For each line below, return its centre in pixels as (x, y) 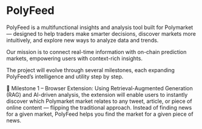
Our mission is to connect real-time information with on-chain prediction (96, 51)
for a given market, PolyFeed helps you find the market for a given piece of (100, 114)
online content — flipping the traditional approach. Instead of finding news (99, 107)
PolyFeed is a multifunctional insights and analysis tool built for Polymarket (100, 27)
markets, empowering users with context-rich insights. (74, 58)
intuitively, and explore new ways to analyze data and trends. (82, 40)
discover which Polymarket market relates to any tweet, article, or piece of (99, 101)
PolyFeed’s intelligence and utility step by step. (65, 76)
